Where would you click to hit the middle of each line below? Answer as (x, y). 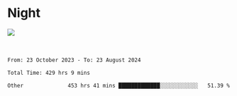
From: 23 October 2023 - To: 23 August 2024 (74, 60)
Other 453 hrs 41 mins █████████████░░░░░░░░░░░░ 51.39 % (119, 85)
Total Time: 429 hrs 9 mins (49, 73)
